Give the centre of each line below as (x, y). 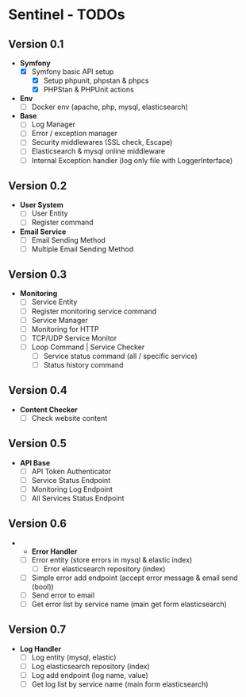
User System (41, 205)
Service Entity (54, 302)
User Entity (50, 213)
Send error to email (63, 595)
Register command (62, 222)
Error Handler (54, 551)
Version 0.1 (36, 44)
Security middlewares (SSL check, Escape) (102, 142)
